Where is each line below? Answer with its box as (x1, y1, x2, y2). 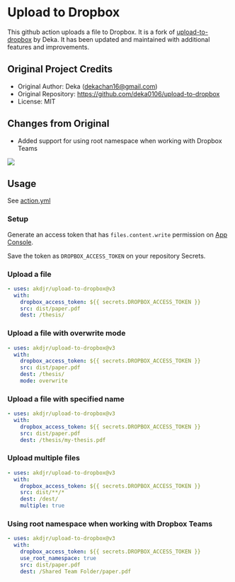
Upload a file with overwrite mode (7, 329, 126, 338)
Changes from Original (7, 118, 110, 130)
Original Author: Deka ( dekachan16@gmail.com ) (17, 82, 158, 91)
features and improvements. (7, 42, 90, 51)
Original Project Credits (7, 63, 113, 75)
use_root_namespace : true (20, 555, 97, 562)
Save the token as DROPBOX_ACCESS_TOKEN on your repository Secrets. (7, 251, 206, 260)
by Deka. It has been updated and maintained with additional (33, 35, 210, 43)
